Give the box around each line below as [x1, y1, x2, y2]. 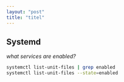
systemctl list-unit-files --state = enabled [6, 70, 119, 76]
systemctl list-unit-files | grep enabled [6, 65, 115, 71]
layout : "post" [6, 8, 45, 15]
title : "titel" [6, 14, 45, 20]
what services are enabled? [6, 52, 76, 60]
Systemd [6, 37, 41, 47]
